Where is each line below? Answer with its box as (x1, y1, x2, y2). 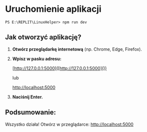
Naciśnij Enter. (12, 94, 43, 99)
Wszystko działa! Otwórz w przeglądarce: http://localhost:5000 (5, 121, 134, 127)
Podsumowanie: (5, 108, 56, 117)
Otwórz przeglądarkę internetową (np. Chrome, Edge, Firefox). (12, 46, 142, 52)
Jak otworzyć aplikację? (5, 33, 81, 41)
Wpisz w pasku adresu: (12, 56, 62, 62)
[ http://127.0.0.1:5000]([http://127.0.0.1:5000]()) (12, 65, 107, 71)
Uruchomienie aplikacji (5, 3, 102, 15)
